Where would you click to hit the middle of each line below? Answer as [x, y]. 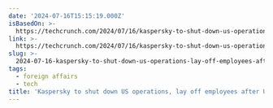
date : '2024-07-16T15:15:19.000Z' [67, 16]
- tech [27, 84]
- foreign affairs [47, 76]
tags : [17, 69]
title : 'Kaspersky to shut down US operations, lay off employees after [134, 91]
